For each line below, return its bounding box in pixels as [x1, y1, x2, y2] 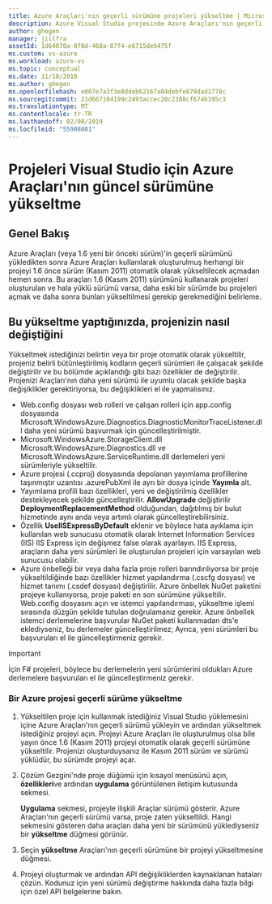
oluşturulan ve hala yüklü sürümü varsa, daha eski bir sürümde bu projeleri [8, 283, 257, 292]
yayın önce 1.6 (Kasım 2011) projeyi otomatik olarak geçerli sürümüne [19, 737, 251, 747]
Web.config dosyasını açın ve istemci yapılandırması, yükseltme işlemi [19, 598, 255, 608]
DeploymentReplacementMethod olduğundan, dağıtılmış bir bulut [19, 503, 242, 513]
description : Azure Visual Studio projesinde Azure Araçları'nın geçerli [8, 19, 263, 28]
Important [8, 648, 41, 658]
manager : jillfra [8, 34, 67, 43]
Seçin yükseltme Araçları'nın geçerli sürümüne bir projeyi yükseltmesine [19, 845, 264, 854]
